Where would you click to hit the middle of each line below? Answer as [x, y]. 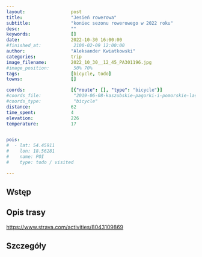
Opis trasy [26, 213]
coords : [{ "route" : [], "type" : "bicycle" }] [84, 90]
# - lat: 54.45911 [31, 145]
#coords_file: [24, 96]
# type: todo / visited [40, 162]
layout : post [44, 12]
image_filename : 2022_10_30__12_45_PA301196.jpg [79, 62]
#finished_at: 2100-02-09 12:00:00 [66, 46]
